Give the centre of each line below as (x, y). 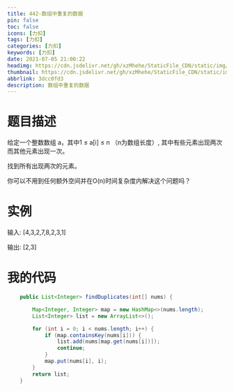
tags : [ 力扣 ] (25, 40)
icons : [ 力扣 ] (27, 33)
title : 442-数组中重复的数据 (45, 14)
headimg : (20, 66)
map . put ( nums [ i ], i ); (76, 361)
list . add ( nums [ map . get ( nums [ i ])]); (108, 342)
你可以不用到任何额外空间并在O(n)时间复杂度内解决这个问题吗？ (99, 181)
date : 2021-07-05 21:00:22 (46, 59)
